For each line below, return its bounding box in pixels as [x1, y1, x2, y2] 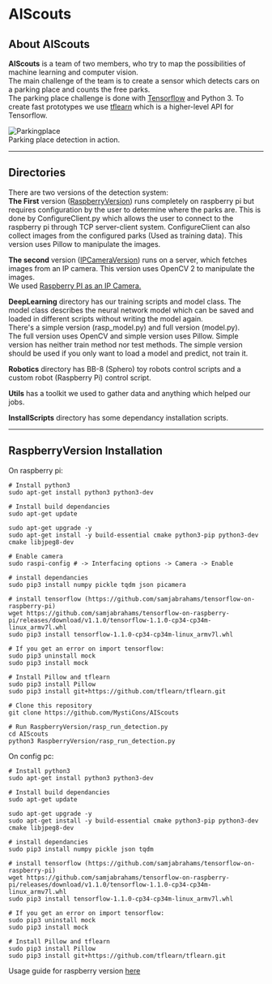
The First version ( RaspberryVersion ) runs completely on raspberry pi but [8, 196, 255, 205]
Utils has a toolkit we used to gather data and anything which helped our [8, 388, 251, 398]
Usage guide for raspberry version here [8, 965, 141, 975]
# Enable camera [8, 552, 63, 560]
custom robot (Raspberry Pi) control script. [8, 373, 151, 382]
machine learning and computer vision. [8, 67, 139, 77]
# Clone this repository [8, 701, 92, 710]
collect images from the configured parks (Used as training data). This [8, 231, 243, 240]
